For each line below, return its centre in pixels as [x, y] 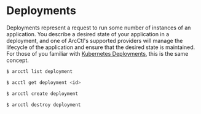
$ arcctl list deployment [39, 71]
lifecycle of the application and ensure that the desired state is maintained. [101, 47]
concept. [18, 60]
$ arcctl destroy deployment [44, 105]
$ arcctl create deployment [42, 93]
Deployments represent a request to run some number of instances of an [99, 28]
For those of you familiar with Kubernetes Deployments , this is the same [97, 53]
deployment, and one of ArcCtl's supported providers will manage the [95, 40]
